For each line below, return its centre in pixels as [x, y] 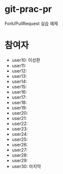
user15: [19, 87]
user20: [20, 113]
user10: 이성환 [26, 60]
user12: [19, 71]
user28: [20, 155]
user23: [20, 129]
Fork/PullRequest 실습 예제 [31, 23]
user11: [19, 65]
